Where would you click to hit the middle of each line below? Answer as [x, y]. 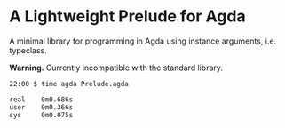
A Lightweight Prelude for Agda [127, 16]
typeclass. [28, 50]
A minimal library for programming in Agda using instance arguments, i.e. [143, 41]
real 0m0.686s [41, 100]
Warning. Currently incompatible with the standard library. [116, 68]
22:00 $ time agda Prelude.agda [69, 84]
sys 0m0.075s [41, 115]
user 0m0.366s [41, 107]
